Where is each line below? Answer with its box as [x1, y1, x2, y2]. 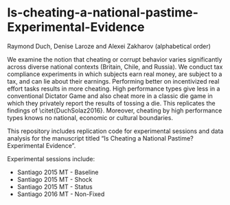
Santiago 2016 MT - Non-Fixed [16, 190, 105, 198]
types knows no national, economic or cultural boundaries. [7, 113, 174, 121]
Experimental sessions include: [7, 154, 95, 162]
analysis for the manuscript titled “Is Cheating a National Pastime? [7, 134, 194, 142]
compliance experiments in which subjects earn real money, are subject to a [7, 70, 222, 78]
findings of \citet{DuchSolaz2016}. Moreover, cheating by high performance [7, 106, 222, 114]
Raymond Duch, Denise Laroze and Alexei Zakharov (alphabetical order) [7, 42, 211, 50]
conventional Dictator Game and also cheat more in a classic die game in [7, 91, 213, 100]
